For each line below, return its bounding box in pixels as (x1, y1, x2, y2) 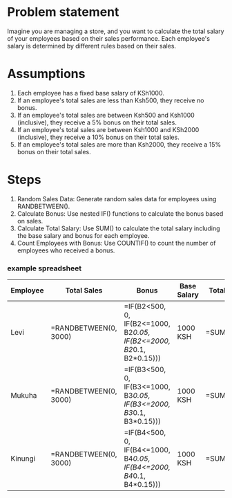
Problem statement (7, 4, 119, 20)
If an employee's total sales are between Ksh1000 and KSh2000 (17, 125, 200, 133)
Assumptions (7, 66, 86, 82)
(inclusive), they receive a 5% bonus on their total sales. (17, 118, 177, 127)
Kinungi (10, 454, 36, 463)
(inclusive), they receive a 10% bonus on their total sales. (17, 133, 180, 141)
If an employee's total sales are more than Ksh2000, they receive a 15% (17, 140, 222, 149)
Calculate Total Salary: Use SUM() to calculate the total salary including (17, 224, 220, 232)
